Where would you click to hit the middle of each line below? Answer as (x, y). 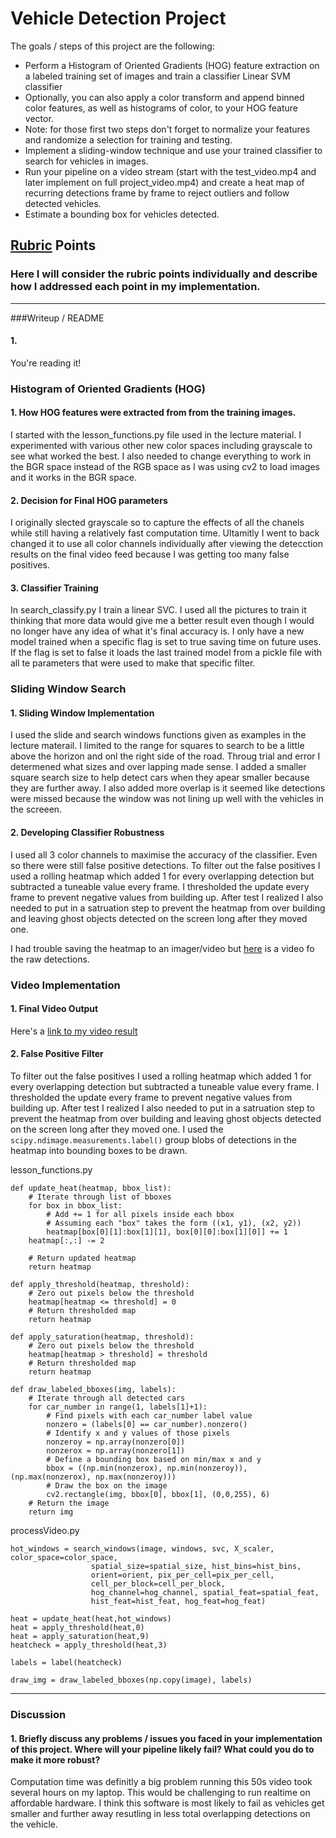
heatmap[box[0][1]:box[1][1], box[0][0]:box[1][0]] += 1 (167, 1232)
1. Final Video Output (54, 1009)
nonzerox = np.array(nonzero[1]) (116, 1451)
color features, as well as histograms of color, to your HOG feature (161, 108)
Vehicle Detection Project (118, 18)
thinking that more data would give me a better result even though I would (162, 621)
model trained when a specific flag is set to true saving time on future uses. (166, 642)
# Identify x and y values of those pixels (138, 1433)
